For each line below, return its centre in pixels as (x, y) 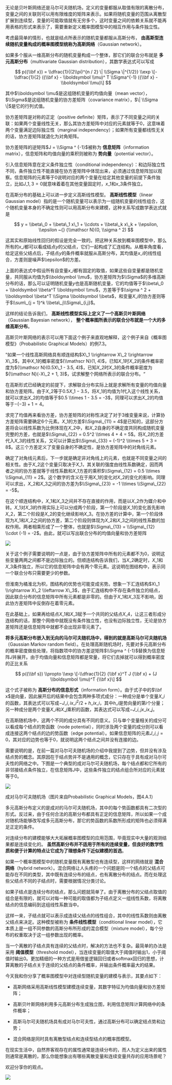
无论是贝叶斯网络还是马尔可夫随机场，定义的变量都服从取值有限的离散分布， (86, 7)
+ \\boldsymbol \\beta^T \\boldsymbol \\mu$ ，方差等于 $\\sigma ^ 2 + (78, 290)
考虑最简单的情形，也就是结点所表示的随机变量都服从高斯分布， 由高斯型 (82, 38)
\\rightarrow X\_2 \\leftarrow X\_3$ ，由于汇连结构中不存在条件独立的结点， (84, 590)
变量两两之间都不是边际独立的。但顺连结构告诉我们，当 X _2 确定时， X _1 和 (86, 560)
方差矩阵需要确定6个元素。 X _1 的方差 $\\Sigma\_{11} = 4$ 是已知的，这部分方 (84, 421)
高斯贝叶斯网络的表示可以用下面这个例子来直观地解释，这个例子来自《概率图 (86, 337)
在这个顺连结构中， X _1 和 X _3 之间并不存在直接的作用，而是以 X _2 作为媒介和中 (86, 501)
